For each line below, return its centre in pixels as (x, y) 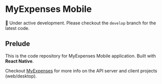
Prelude (18, 44)
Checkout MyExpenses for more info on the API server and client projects (81, 71)
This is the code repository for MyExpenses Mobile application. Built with (81, 56)
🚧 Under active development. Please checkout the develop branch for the (81, 23)
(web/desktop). (21, 76)
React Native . (20, 61)
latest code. (17, 28)
